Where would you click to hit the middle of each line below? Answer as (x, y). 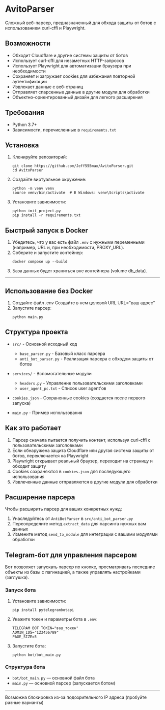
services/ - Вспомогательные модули (52, 373)
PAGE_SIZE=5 (24, 637)
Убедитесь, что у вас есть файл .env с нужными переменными (78, 242)
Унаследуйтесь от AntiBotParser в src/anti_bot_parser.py (73, 518)
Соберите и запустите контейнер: (48, 253)
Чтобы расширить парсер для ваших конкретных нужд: (64, 509)
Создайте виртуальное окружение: (49, 179)
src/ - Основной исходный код (45, 344)
